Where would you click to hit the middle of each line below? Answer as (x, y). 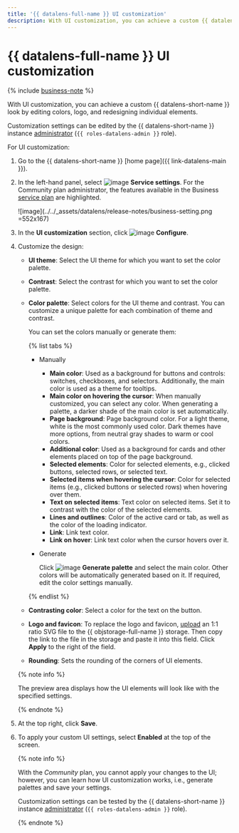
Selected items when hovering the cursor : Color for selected (140, 480)
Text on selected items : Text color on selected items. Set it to (140, 502)
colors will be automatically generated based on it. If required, (129, 575)
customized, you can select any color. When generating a (134, 404)
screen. (29, 745)
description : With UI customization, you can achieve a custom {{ (108, 21)
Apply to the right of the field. (72, 647)
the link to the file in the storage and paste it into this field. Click (122, 639)
